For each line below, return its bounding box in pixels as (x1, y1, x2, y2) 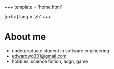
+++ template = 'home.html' (4, 4, 63, 10)
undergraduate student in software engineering (11, 47, 109, 54)
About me (4, 31, 46, 43)
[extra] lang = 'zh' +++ (4, 14, 51, 19)
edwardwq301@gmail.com (11, 53, 67, 59)
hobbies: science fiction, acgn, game (11, 58, 88, 64)
